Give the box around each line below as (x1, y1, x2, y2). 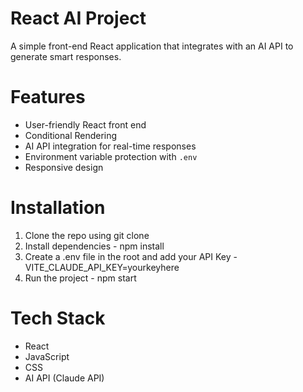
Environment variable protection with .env (24, 150, 198, 162)
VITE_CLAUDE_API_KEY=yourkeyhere (24, 261, 180, 273)
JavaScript (24, 350, 70, 362)
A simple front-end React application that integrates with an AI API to (10, 40, 294, 52)
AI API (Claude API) (24, 372, 105, 384)
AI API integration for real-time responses (24, 140, 197, 152)
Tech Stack (10, 307, 106, 329)
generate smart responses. (10, 50, 122, 62)
